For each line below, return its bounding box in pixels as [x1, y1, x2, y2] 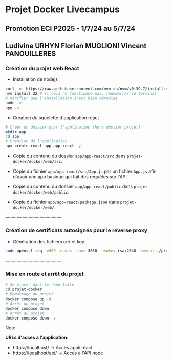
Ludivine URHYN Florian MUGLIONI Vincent [5, 41, 147, 50]
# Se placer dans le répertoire [5, 282, 74, 287]
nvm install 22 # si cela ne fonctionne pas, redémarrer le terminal [5, 91, 157, 96]
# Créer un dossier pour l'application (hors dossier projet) [5, 124, 141, 130]
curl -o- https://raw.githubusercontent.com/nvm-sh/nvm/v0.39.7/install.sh [5, 86, 170, 92]
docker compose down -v [5, 315, 56, 321]
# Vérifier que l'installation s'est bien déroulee [5, 96, 118, 101]
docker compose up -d [5, 296, 52, 302]
